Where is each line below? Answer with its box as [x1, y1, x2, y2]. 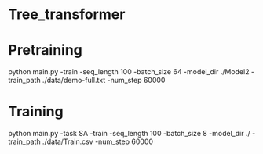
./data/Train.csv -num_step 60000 [42, 137, 154, 146]
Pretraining [8, 41, 82, 59]
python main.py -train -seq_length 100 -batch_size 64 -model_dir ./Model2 [8, 67, 250, 77]
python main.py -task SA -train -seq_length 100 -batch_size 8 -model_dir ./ [8, 129, 250, 138]
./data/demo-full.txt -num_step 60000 [42, 76, 166, 85]
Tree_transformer [8, 5, 126, 23]
